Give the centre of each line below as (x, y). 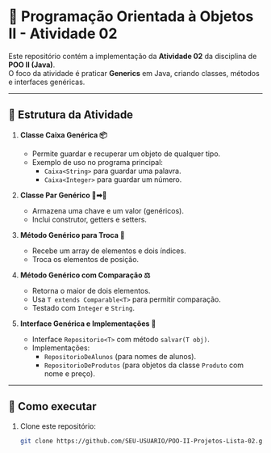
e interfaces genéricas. (47, 82)
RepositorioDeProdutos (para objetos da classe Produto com (144, 365)
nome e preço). (69, 373)
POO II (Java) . (32, 65)
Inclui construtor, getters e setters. (90, 219)
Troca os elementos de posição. (85, 259)
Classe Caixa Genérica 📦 (63, 135)
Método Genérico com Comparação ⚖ (85, 275)
